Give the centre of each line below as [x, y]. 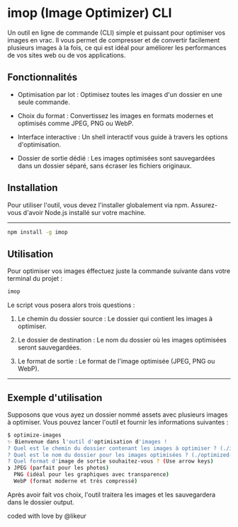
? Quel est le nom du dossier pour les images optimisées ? [98, 455]
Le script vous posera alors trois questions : [71, 305]
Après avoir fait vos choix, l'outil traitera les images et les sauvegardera [112, 494]
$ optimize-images [34, 435]
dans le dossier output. [41, 502]
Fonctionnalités [42, 77]
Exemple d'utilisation [55, 398]
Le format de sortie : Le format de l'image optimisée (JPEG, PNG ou [116, 361]
